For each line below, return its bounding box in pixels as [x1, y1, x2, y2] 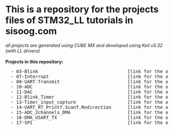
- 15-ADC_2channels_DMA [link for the [10, 109, 163, 115]
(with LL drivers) [5, 48, 40, 54]
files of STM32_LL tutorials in [5, 14, 133, 26]
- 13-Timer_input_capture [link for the [10, 99, 163, 105]
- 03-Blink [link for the [10, 68, 163, 74]
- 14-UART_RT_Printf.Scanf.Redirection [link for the [10, 104, 163, 110]
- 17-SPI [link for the [10, 119, 163, 125]
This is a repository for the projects [5, 4, 159, 15]
